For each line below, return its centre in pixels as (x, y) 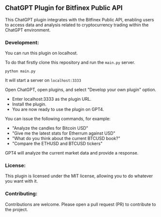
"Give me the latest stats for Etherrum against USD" (64, 133)
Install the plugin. (29, 104)
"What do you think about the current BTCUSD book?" (66, 139)
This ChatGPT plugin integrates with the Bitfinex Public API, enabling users (80, 19)
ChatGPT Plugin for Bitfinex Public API (64, 8)
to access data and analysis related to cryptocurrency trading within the (77, 25)
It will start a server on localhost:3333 (43, 80)
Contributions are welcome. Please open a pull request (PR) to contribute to (80, 204)
